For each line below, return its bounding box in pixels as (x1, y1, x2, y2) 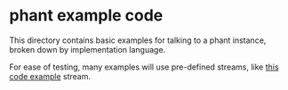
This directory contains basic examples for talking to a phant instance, (9, 35, 267, 45)
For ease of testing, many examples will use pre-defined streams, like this (9, 61, 279, 72)
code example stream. (9, 70, 92, 81)
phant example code (9, 5, 164, 26)
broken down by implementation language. (9, 44, 166, 54)
